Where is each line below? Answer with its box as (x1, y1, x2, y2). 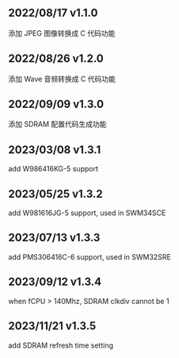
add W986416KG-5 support (8, 164, 99, 174)
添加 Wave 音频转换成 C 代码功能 (8, 74, 116, 83)
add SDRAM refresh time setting (8, 341, 113, 350)
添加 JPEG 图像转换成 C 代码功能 (8, 28, 116, 38)
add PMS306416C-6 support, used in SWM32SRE (8, 252, 172, 261)
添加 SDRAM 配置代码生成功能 (8, 119, 107, 129)
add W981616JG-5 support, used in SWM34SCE (8, 208, 166, 217)
